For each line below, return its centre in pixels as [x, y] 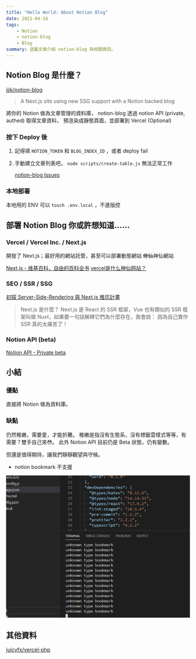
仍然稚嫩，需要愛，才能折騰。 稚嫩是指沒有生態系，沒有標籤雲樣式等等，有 [96, 434]
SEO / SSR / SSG [29, 284]
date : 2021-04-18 [27, 18]
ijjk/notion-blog [24, 89]
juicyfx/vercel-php [28, 650]
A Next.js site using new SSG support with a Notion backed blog [97, 101]
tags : [13, 25]
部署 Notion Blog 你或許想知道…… [68, 225]
